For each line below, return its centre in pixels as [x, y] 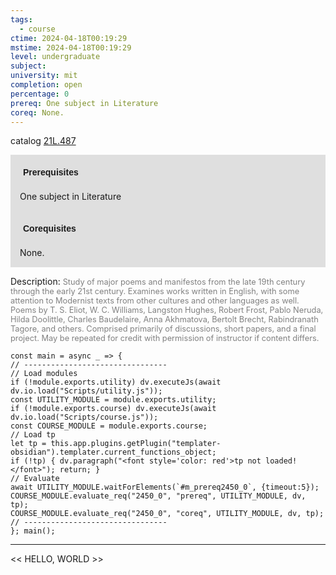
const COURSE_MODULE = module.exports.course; [109, 426]
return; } [80, 470]
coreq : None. [37, 112]
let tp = [28, 444]
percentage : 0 [40, 94]
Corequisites [50, 229]
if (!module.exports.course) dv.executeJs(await [113, 409]
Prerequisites [51, 172]
